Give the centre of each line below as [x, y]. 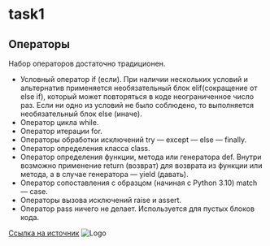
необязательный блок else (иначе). [81, 114]
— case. [34, 191]
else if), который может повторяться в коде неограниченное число [137, 97]
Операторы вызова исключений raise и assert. [100, 200]
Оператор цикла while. [59, 122]
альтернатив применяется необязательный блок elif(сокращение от [139, 88]
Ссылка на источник [44, 233]
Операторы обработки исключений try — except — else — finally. [133, 140]
